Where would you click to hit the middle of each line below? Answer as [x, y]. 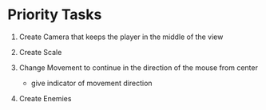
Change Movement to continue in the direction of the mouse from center [139, 67]
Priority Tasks [55, 15]
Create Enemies [45, 98]
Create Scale [40, 52]
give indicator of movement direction [91, 83]
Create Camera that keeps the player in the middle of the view [121, 37]
